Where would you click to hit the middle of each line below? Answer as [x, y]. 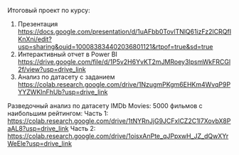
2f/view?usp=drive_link [52, 69]
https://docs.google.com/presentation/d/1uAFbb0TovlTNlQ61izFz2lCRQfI [124, 32]
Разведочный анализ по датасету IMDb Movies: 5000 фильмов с [105, 106]
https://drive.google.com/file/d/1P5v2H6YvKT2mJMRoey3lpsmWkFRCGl [124, 62]
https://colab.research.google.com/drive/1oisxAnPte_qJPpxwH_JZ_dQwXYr [118, 136]
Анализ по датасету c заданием [66, 77]
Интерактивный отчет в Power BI [67, 54]
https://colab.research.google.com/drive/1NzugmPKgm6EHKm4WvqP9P [124, 84]
